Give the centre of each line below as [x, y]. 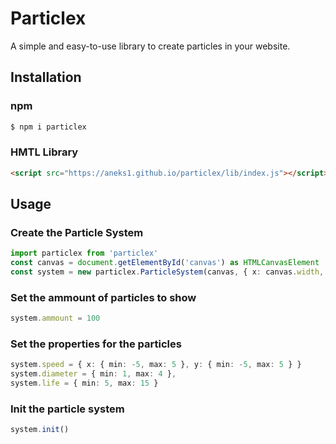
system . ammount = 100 [55, 318]
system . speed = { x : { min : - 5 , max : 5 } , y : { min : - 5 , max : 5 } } [156, 365]
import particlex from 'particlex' [84, 253]
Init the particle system [67, 409]
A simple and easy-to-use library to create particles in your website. [150, 46]
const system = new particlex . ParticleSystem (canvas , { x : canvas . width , [167, 272]
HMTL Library [44, 152]
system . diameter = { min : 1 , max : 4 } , [93, 374]
